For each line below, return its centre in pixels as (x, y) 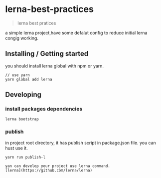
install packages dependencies (44, 109)
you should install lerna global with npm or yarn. (54, 65)
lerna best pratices (37, 23)
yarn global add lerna (29, 79)
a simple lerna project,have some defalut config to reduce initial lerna (76, 32)
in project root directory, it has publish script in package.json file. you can (80, 142)
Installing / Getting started (47, 54)
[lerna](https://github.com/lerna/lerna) (49, 170)
